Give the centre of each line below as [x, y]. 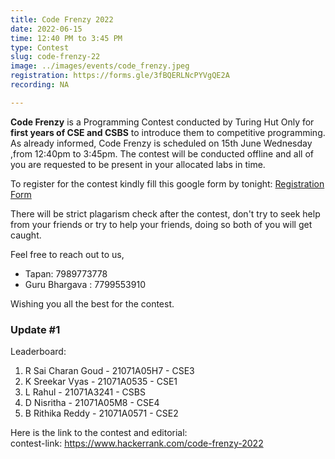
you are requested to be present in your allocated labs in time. [138, 164]
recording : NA [40, 85]
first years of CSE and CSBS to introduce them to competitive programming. [168, 132]
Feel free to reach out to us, [67, 254]
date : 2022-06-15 [46, 29]
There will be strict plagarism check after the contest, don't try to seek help [165, 213]
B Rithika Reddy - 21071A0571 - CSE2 [101, 413]
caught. [26, 235]
